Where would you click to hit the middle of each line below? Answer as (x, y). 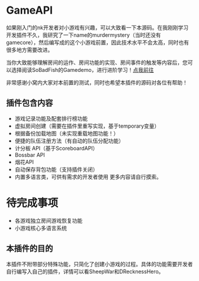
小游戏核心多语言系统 (41, 228)
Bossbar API (30, 154)
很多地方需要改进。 (30, 50)
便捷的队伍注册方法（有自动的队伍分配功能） (69, 141)
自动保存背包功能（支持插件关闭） (56, 169)
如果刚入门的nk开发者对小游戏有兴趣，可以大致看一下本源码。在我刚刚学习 (97, 27)
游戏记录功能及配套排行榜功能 (51, 118)
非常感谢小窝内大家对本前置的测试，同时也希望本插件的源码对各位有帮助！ (97, 82)
